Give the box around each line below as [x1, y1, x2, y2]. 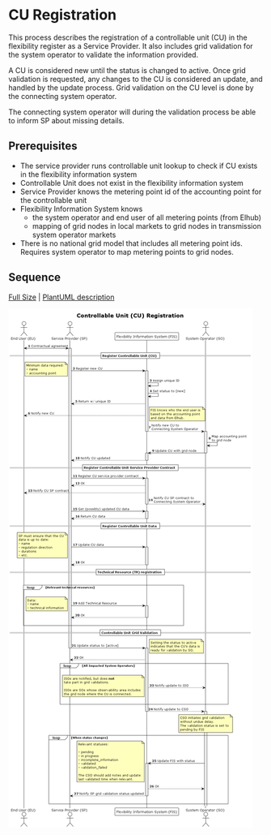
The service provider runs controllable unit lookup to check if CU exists [19, 161, 258, 170]
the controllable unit [19, 195, 87, 204]
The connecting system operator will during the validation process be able [8, 107, 256, 117]
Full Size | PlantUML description [8, 292, 115, 302]
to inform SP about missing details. [8, 115, 125, 125]
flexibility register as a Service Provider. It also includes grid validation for [8, 41, 253, 50]
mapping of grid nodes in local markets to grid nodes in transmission [32, 221, 261, 230]
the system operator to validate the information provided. [8, 49, 199, 59]
